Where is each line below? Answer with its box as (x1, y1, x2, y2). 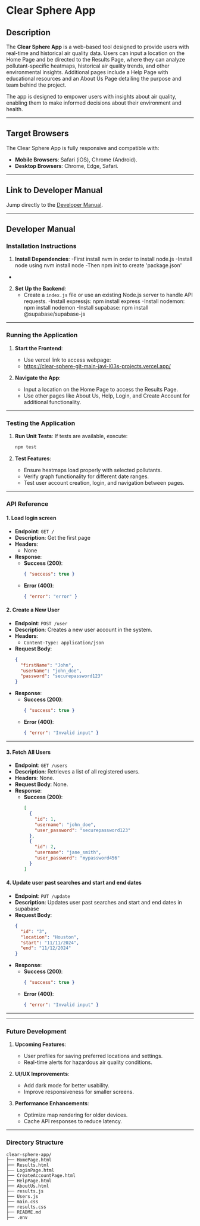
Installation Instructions (6, 241, 77, 250)
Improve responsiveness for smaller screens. (23, 1089, 135, 1096)
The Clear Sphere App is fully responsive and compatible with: (6, 144, 160, 151)
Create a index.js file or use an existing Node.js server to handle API (23, 291, 193, 299)
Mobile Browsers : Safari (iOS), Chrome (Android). (14, 156, 138, 163)
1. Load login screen (6, 515, 57, 522)
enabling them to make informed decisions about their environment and (6, 99, 182, 106)
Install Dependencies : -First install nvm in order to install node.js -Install (14, 255, 192, 263)
